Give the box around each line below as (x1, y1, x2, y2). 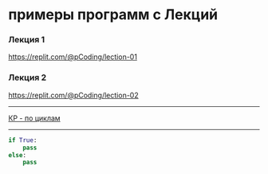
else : (8, 151, 26, 159)
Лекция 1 (8, 34, 45, 45)
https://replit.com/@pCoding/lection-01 (8, 52, 138, 61)
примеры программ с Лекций (8, 6, 219, 24)
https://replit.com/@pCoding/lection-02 (8, 90, 139, 100)
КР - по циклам (8, 113, 61, 123)
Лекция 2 (8, 72, 47, 83)
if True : (8, 136, 37, 144)
